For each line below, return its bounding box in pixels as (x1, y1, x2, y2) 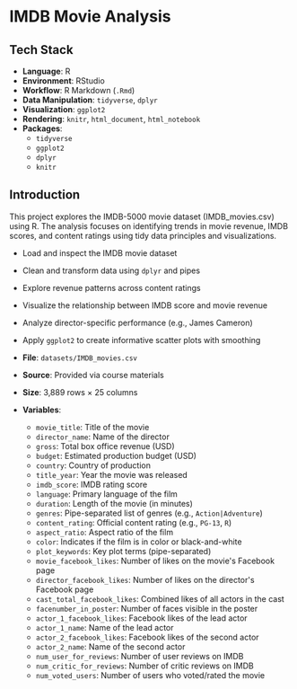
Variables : (22, 404, 62, 415)
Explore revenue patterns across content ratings (22, 282, 201, 293)
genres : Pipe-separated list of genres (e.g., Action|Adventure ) (35, 508, 263, 518)
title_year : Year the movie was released (35, 469, 188, 480)
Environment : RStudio (22, 75, 105, 86)
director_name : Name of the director (35, 431, 170, 442)
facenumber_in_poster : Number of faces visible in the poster (35, 603, 258, 614)
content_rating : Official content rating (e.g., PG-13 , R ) (35, 517, 232, 527)
